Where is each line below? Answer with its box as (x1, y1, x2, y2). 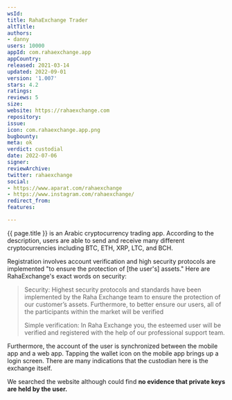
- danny (7, 36, 30, 43)
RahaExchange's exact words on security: (7, 272, 127, 280)
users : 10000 (7, 42, 45, 49)
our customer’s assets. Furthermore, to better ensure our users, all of (24, 300, 222, 308)
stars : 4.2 (7, 81, 39, 88)
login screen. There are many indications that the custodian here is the (7, 356, 209, 365)
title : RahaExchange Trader (7, 17, 89, 24)
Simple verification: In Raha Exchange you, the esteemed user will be (24, 321, 222, 329)
